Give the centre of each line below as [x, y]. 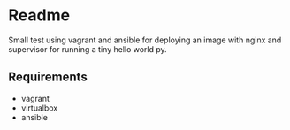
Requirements [48, 77]
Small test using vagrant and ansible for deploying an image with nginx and [145, 40]
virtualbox [39, 108]
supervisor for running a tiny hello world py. [88, 49]
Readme [39, 15]
